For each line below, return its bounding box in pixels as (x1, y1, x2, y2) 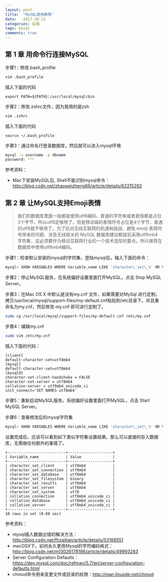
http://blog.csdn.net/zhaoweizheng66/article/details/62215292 (12, 183, 142, 189)
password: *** (5, 157, 35, 162)
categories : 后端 (5, 21, 40, 26)
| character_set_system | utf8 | (5, 489, 115, 495)
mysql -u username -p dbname (5, 152, 66, 157)
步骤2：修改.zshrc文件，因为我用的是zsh (5, 103, 89, 109)
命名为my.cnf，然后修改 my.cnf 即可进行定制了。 (5, 304, 106, 310)
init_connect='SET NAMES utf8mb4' (5, 388, 77, 393)
